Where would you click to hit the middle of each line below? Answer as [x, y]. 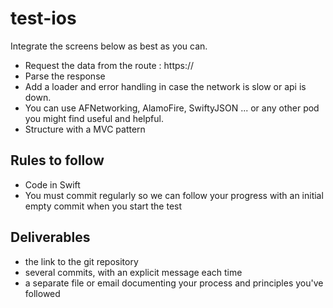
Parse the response [65, 76]
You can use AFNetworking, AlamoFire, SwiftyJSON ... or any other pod [172, 108]
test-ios [43, 18]
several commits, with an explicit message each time [133, 272]
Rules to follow [57, 160]
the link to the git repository [81, 261]
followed [42, 293]
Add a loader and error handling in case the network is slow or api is [165, 86]
